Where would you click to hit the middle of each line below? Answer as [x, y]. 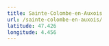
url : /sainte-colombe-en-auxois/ [55, 20]
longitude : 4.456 [32, 32]
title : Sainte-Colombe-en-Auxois [55, 13]
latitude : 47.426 [32, 26]
